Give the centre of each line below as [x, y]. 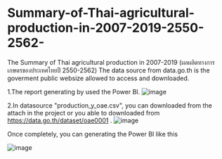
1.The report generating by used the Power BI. [74, 91]
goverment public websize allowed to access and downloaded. [98, 78]
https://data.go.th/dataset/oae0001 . [60, 120]
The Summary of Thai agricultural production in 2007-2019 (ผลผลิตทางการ [111, 62]
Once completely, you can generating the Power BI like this [92, 134]
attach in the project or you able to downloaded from [84, 113]
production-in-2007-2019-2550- [106, 28]
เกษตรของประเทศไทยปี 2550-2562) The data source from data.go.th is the [109, 70]
